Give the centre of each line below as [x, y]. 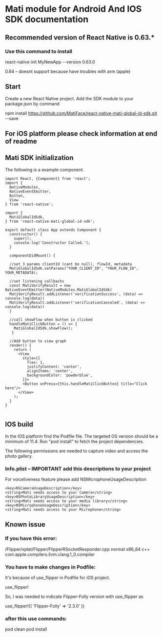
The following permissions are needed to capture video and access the [77, 451]
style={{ [31, 358]
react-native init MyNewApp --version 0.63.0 [50, 62]
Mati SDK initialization [40, 158]
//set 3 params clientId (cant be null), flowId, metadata [71, 264]
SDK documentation [47, 19]
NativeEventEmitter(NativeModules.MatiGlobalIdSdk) [59, 290]
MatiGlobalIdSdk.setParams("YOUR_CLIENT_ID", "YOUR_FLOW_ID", [74, 268]
